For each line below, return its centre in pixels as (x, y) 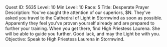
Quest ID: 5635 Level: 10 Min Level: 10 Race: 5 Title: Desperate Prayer (77, 7)
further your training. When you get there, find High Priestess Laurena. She (83, 28)
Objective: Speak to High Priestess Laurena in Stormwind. (65, 39)
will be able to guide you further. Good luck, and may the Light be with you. (83, 34)
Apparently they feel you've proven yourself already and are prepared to (80, 23)
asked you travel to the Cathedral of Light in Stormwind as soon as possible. (84, 18)
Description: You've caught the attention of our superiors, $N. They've (78, 12)
